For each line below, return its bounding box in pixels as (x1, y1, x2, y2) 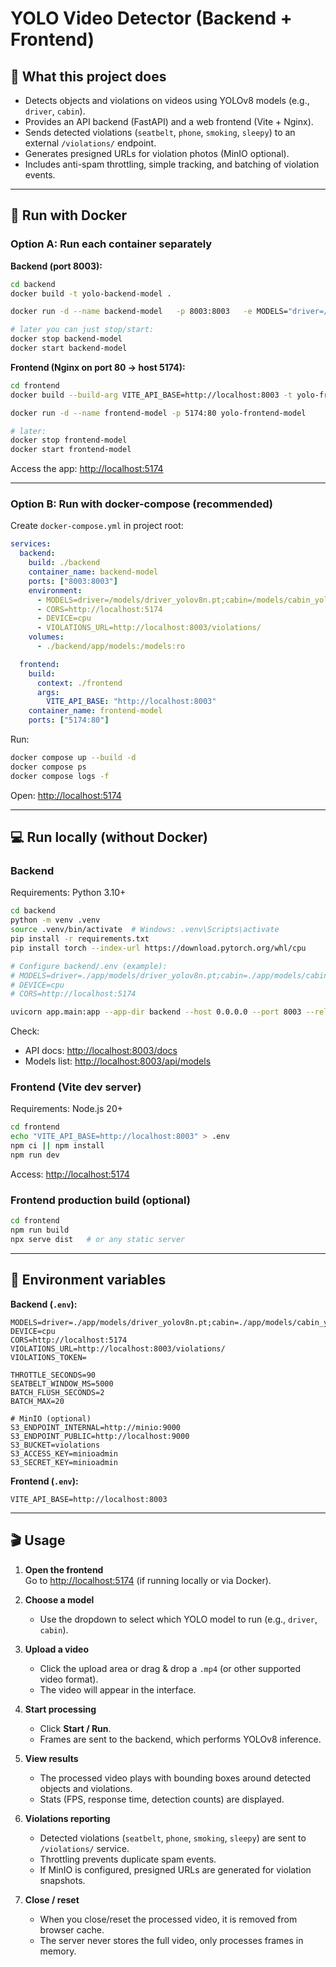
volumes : (28, 632, 65, 642)
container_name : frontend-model (28, 706, 163, 716)
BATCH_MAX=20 (10, 1396, 65, 1406)
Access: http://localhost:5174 (10, 1168, 130, 1180)
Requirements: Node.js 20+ (10, 1103, 123, 1115)
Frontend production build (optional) (10, 1193, 191, 1207)
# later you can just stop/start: (10, 325, 155, 335)
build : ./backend (28, 558, 101, 568)
